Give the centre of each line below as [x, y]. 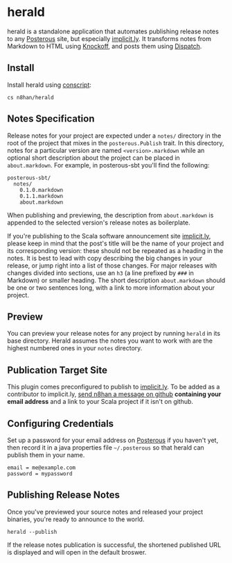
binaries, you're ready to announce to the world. [76, 519]
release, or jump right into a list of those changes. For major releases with [112, 266]
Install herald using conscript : [50, 85]
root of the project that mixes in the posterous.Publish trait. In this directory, [116, 142]
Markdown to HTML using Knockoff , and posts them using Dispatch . [105, 46]
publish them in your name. [46, 455]
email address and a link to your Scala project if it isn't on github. [100, 402]
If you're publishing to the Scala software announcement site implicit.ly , [109, 236]
